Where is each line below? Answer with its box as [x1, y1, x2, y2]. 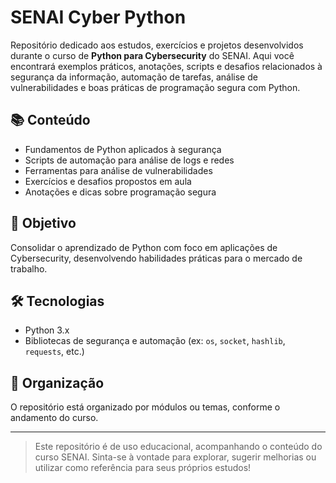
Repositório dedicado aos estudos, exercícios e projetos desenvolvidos [10, 39, 304, 51]
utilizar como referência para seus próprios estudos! [34, 462, 252, 474]
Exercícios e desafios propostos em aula [24, 175, 192, 187]
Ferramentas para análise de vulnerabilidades [24, 164, 213, 176]
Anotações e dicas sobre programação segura [24, 186, 217, 198]
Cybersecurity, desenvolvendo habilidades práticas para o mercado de [10, 252, 303, 264]
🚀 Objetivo [10, 215, 77, 232]
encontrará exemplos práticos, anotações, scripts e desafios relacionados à [10, 60, 323, 72]
